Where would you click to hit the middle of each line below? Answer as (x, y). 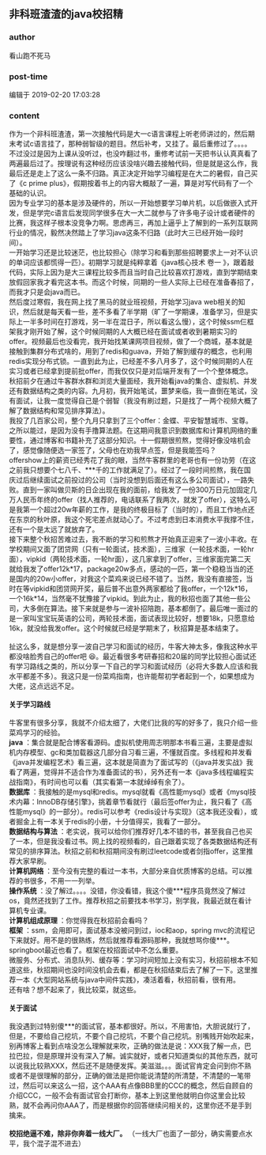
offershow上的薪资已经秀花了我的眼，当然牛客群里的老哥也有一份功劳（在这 (133, 460)
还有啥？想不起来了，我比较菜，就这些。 (75, 990)
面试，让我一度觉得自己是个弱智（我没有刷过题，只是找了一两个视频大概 (133, 401)
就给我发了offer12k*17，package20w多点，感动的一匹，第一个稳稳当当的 (128, 569)
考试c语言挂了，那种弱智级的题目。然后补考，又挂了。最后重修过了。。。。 (133, 144)
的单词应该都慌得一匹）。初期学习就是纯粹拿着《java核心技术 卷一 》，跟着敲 (132, 263)
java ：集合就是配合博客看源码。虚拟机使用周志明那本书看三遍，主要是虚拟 (131, 743)
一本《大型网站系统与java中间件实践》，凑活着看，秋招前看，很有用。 (127, 980)
